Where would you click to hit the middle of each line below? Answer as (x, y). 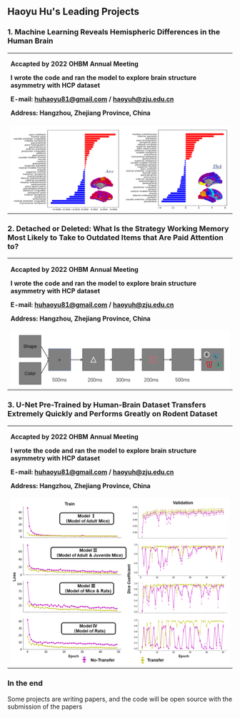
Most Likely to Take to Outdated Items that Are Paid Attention (115, 238)
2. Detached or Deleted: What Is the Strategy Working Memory (118, 229)
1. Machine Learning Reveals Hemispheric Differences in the (114, 32)
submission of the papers (45, 707)
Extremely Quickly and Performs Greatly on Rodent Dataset (112, 414)
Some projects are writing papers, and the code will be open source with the (120, 699)
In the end (25, 683)
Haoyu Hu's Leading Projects (73, 12)
